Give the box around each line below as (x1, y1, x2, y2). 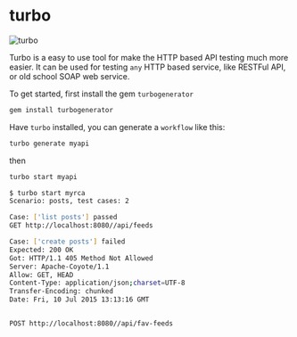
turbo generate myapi (9, 139, 90, 148)
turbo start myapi (9, 172, 78, 181)
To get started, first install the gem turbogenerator (9, 88, 194, 99)
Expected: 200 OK (9, 245, 74, 254)
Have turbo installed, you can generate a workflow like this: (9, 121, 226, 132)
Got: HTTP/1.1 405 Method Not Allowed (9, 253, 153, 263)
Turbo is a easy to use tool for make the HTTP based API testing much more (9, 52, 289, 62)
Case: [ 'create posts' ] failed (9, 237, 126, 246)
